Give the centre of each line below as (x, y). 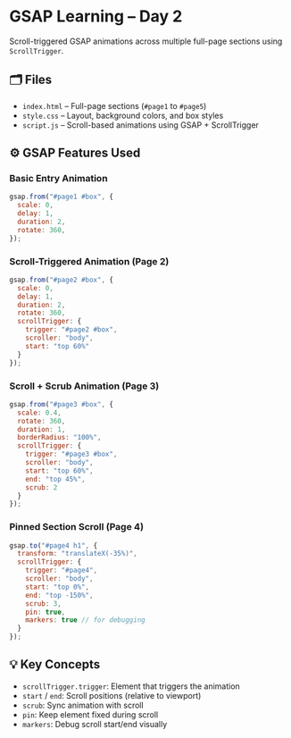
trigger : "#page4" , (62, 570)
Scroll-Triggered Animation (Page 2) (89, 261)
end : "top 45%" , (56, 479)
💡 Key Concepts (55, 664)
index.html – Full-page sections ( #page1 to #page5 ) (114, 105)
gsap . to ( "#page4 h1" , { (54, 545)
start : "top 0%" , (58, 587)
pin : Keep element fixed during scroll (90, 714)
